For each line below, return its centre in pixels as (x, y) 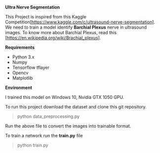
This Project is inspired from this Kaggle (46, 17)
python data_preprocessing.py (48, 116)
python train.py (33, 145)
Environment (19, 88)
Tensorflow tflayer (31, 67)
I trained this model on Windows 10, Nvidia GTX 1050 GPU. (65, 97)
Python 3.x (23, 57)
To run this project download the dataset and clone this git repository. (76, 107)
